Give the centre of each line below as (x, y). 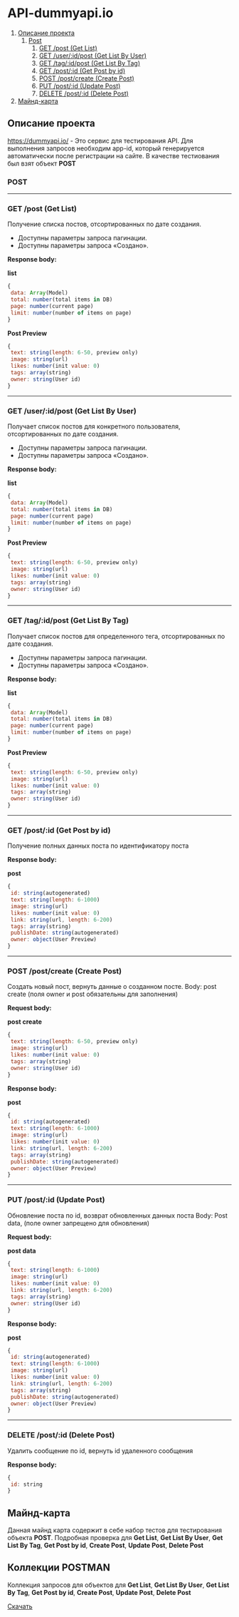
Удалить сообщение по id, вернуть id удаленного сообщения (100, 1451)
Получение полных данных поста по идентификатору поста (98, 846)
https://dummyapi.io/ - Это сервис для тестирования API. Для (100, 140)
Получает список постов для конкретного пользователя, (94, 426)
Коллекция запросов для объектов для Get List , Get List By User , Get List (118, 1585)
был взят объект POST (42, 163)
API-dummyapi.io (60, 13)
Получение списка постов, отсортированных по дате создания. (104, 224)
